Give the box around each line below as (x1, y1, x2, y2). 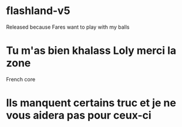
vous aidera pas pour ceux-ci (6, 109, 151, 122)
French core (6, 75, 36, 83)
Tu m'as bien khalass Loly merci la (6, 44, 177, 57)
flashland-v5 (6, 4, 70, 18)
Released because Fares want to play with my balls (6, 23, 130, 30)
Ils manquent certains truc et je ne (6, 97, 176, 109)
